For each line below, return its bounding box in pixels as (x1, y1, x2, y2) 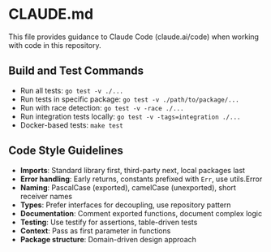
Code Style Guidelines (8, 144, 123, 158)
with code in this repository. (8, 40, 101, 50)
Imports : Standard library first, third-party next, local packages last (19, 165, 246, 175)
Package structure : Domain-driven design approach (19, 234, 197, 244)
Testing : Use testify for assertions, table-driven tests (19, 217, 198, 227)
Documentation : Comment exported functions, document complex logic (19, 208, 262, 218)
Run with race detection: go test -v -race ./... (19, 102, 184, 112)
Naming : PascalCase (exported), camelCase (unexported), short (19, 182, 237, 192)
